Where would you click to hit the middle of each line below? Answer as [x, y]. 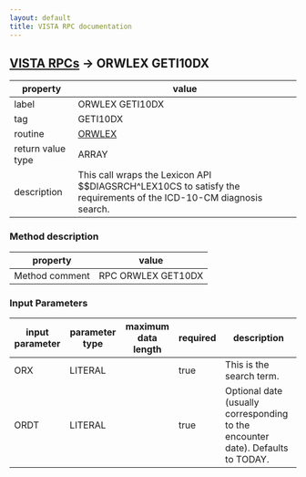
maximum [148, 327]
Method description [54, 236]
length [148, 349]
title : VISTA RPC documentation [71, 26]
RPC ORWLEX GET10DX [151, 275]
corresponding [256, 413]
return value [40, 149]
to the [237, 425]
